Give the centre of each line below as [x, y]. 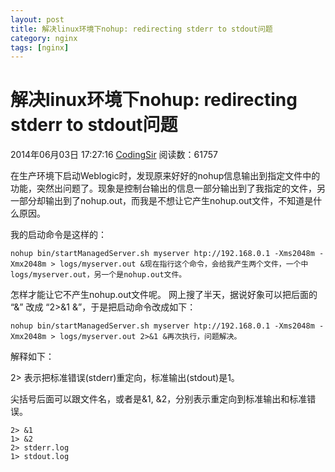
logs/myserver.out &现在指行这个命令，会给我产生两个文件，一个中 [184, 264]
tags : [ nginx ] [40, 47]
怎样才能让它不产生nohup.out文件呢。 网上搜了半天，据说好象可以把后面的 [164, 295]
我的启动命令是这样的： [58, 235]
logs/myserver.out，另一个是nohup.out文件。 [98, 275]
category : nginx [44, 38]
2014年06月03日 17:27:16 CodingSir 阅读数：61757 [114, 155]
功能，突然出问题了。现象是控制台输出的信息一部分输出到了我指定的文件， [163, 188]
